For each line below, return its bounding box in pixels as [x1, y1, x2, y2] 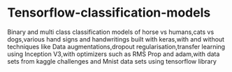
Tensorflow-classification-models [7, 5, 211, 21]
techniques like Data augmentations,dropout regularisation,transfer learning [7, 42, 226, 51]
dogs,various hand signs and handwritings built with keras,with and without [7, 35, 225, 43]
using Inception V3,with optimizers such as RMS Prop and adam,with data [7, 50, 220, 58]
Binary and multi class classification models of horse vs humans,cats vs [7, 28, 215, 36]
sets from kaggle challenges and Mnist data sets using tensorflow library [7, 57, 217, 65]
